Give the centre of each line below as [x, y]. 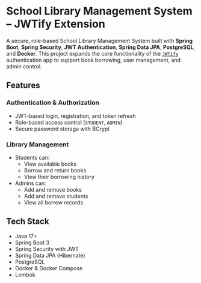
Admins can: [30, 183]
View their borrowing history [59, 177]
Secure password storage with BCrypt [62, 129]
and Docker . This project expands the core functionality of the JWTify [92, 53]
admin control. [24, 66]
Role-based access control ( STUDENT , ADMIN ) [69, 122]
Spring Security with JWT [47, 249]
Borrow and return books [55, 170]
